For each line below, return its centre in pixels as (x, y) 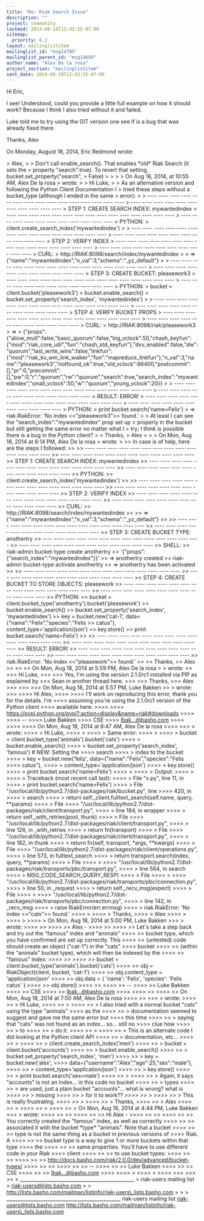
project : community (31, 23)
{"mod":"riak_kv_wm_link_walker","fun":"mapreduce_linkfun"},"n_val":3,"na (100, 357)
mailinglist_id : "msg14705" (42, 52)
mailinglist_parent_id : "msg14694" (51, 57)
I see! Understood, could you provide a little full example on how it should (98, 104)
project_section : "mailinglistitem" (53, 69)
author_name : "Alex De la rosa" (47, 63)
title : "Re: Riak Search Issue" (47, 12)
